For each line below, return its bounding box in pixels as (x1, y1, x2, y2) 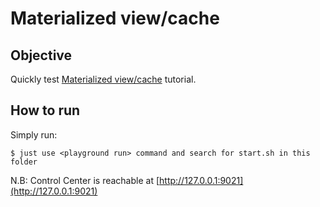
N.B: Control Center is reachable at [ (10, 174, 160, 186)
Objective (10, 47, 73, 64)
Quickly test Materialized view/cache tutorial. (10, 73, 197, 85)
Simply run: (10, 128, 58, 141)
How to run (10, 102, 81, 119)
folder (10, 157, 38, 167)
